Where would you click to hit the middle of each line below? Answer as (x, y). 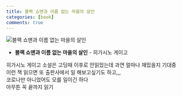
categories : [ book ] (30, 17)
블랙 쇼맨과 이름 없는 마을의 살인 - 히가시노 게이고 (71, 52)
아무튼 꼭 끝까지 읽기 (30, 87)
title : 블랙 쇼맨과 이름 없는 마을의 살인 (51, 11)
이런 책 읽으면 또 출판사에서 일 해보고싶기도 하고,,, (64, 72)
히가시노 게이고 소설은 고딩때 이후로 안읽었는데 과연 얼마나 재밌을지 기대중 (91, 65)
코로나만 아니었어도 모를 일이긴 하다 (47, 80)
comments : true (25, 22)
